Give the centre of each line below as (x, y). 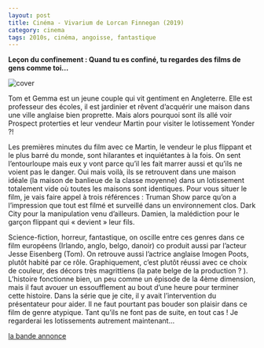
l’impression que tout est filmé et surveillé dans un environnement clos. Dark (132, 206)
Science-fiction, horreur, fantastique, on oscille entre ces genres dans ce (126, 237)
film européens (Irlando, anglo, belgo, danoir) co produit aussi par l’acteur (128, 246)
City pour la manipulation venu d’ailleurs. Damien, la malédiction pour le (124, 214)
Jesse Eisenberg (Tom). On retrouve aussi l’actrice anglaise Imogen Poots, (128, 254)
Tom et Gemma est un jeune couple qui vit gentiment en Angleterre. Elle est (130, 98)
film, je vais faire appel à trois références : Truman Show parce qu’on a (123, 197)
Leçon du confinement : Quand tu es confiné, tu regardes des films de (125, 60)
